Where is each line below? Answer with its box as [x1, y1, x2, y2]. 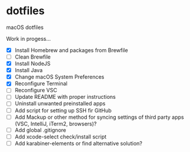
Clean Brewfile [14, 53, 51, 60]
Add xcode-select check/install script [14, 133, 107, 140]
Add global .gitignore [14, 126, 66, 134]
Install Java [14, 67, 43, 74]
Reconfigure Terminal [14, 80, 68, 87]
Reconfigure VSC [14, 87, 58, 94]
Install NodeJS [14, 60, 51, 67]
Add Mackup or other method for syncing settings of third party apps [14, 114, 184, 121]
